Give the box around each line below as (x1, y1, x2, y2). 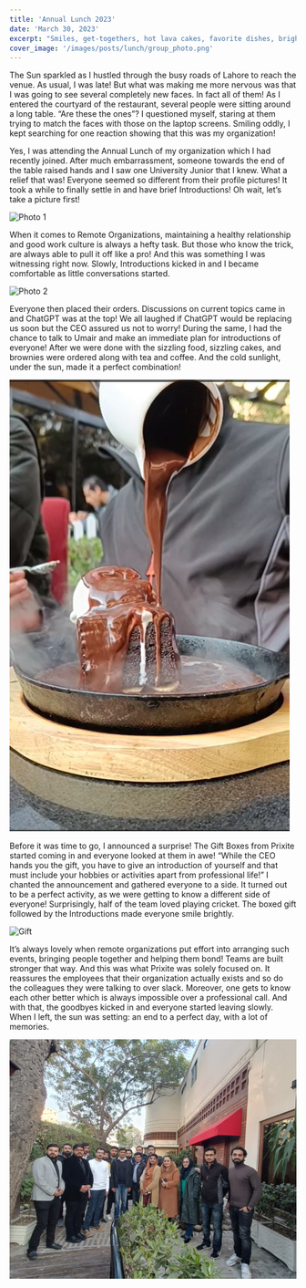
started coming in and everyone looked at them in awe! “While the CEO (9, 850, 276, 861)
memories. (9, 1022, 50, 1033)
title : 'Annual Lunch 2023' (9, 15, 117, 24)
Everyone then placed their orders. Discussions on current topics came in (9, 304, 285, 315)
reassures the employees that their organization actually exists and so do (9, 972, 284, 984)
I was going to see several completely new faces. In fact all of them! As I (9, 89, 280, 100)
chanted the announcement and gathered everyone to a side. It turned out (9, 879, 288, 890)
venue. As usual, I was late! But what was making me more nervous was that (9, 79, 297, 90)
